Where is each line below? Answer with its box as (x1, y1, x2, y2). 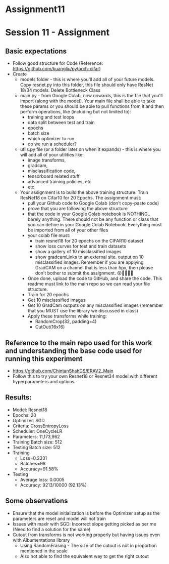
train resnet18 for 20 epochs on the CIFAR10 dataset (35, 238, 144, 244)
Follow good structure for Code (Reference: (12, 60, 103, 66)
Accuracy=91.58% (20, 466, 59, 472)
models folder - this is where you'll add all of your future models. (20, 76, 155, 83)
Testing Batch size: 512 (12, 444, 61, 450)
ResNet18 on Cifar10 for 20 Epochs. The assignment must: (20, 195, 142, 201)
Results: (5, 393, 32, 402)
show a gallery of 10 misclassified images (35, 249, 122, 255)
